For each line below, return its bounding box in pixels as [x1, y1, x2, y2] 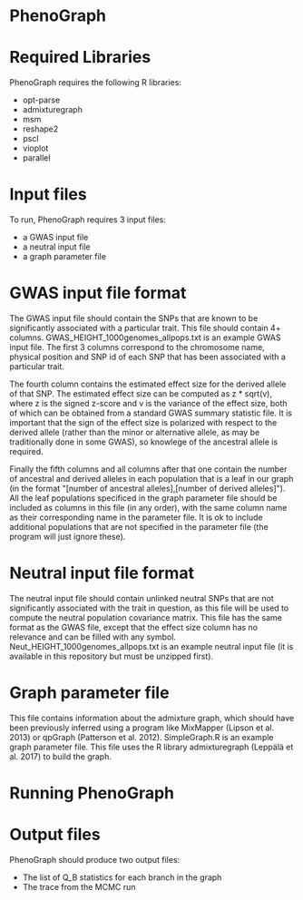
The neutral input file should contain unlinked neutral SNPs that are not [9, 592, 274, 603]
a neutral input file [22, 241, 91, 252]
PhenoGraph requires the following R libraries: [9, 77, 181, 88]
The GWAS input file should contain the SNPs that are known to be [9, 313, 259, 323]
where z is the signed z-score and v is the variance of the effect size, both [9, 398, 288, 408]
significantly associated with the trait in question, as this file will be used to [9, 602, 289, 613]
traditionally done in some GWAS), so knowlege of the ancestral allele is [9, 436, 279, 447]
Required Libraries [9, 47, 151, 68]
